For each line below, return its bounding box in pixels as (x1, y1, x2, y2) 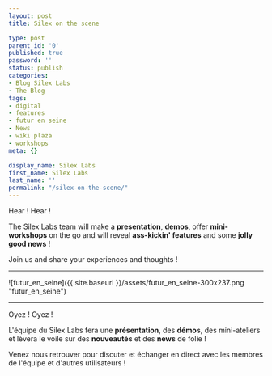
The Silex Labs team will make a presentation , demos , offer (8, 222, 209, 231)
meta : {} (8, 146, 38, 154)
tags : (8, 94, 27, 102)
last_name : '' (8, 176, 57, 184)
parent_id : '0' (8, 41, 60, 49)
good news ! (8, 239, 51, 248)
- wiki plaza (8, 132, 53, 140)
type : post (8, 34, 45, 42)
